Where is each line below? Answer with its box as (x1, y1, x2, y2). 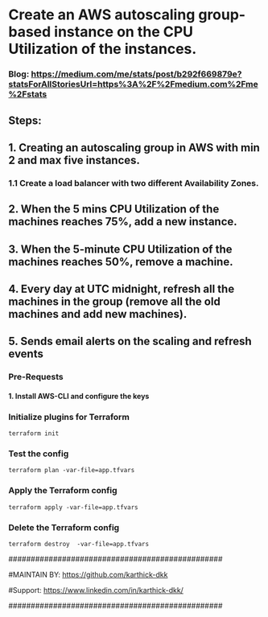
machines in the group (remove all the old (8, 294, 221, 308)
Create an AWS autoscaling (8, 6, 196, 24)
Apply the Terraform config (8, 485, 118, 496)
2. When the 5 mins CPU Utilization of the (8, 203, 220, 216)
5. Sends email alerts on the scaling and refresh (8, 335, 252, 348)
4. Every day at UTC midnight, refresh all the (8, 282, 235, 295)
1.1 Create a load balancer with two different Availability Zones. (8, 177, 259, 188)
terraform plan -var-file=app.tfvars (8, 467, 135, 475)
